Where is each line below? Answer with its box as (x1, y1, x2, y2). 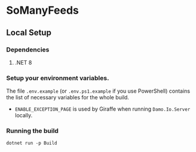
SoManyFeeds (6, 4, 79, 17)
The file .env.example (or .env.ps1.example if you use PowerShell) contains (6, 87, 190, 95)
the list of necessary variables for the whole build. (6, 94, 130, 101)
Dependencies (6, 45, 50, 54)
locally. (14, 112, 33, 119)
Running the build (6, 127, 59, 135)
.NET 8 (14, 59, 32, 66)
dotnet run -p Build (6, 140, 58, 147)
